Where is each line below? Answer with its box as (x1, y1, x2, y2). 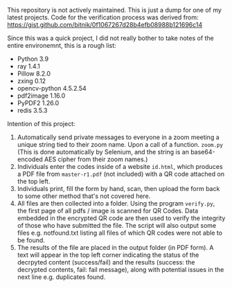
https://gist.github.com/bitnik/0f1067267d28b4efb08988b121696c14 (7, 21, 203, 28)
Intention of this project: (7, 120, 75, 127)
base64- (190, 148, 215, 156)
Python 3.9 (17, 55, 49, 63)
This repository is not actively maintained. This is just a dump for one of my (7, 6, 222, 14)
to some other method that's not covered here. (17, 192, 151, 200)
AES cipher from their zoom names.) (44, 155, 148, 163)
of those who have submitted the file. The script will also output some (17, 222, 217, 229)
